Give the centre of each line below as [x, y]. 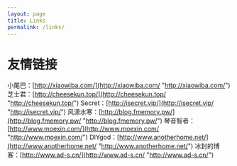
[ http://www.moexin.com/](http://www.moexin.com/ [83, 129]
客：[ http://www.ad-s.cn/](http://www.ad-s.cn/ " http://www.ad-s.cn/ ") [111, 155]
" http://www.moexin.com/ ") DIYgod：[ [64, 137]
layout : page [27, 14]
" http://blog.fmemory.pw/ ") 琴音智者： [139, 121]
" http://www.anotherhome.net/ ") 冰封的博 [159, 146]
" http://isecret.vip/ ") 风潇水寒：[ [54, 112]
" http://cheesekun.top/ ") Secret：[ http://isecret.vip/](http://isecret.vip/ [111, 103]
